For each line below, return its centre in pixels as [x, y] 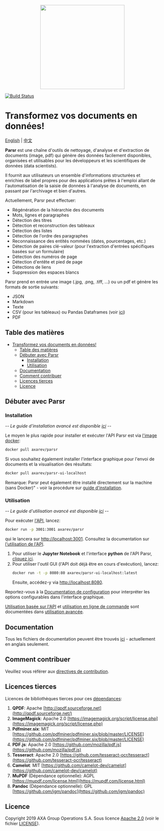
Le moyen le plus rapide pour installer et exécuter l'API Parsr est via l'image [81, 435]
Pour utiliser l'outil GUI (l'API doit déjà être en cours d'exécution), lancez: [85, 564]
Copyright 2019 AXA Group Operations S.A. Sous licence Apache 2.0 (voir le [82, 818]
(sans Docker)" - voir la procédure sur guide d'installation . [64, 488]
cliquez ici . [23, 559]
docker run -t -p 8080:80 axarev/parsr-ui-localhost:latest [75, 573]
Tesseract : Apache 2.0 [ [37, 755]
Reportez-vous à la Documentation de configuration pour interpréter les [78, 592]
